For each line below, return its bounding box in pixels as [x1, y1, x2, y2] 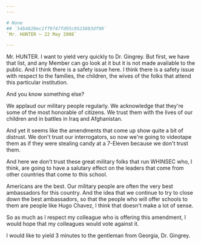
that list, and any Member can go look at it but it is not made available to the [6, 59, 196, 67]
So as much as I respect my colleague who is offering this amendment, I [6, 213, 186, 221]
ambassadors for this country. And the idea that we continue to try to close [6, 189, 194, 196]
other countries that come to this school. [6, 171, 108, 178]
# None [6, 19, 23, 26]
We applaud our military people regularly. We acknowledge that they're [6, 102, 183, 110]
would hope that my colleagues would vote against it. [6, 220, 139, 227]
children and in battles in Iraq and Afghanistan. [6, 115, 123, 122]
